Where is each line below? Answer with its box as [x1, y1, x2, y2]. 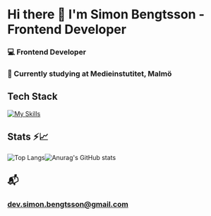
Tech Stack [7, 91, 58, 103]
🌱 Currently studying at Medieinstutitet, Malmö [7, 69, 172, 79]
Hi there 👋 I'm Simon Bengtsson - [7, 6, 205, 23]
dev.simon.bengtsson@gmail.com [7, 199, 128, 209]
